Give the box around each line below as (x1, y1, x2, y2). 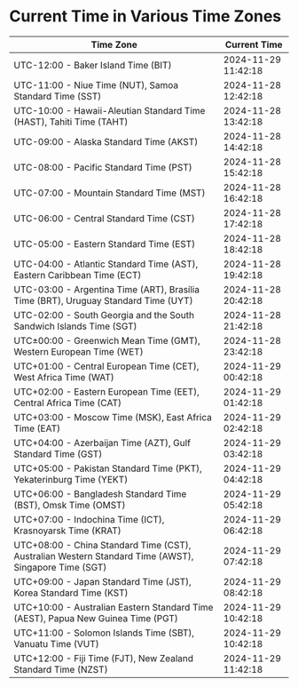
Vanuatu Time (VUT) (13, 637, 99, 650)
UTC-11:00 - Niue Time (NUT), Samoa (13, 78, 179, 91)
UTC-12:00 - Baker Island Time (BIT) (13, 59, 172, 71)
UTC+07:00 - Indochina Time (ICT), (13, 513, 165, 525)
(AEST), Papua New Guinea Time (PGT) (13, 611, 179, 624)
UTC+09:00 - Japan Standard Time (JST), (13, 575, 192, 587)
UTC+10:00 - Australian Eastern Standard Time (13, 601, 214, 613)
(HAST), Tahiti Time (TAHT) (13, 116, 129, 128)
